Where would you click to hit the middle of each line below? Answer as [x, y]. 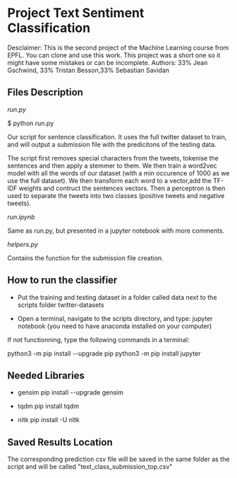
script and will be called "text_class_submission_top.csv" [90, 467]
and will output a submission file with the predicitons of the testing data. [112, 144]
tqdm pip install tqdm [48, 406]
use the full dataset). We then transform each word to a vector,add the [109, 180]
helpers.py [23, 244]
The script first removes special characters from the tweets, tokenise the [113, 158]
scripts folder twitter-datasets [61, 305]
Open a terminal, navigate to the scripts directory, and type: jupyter [115, 318]
